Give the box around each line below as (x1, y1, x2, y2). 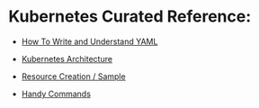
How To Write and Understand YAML (21, 36, 158, 47)
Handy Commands (21, 88, 92, 99)
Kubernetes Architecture (21, 53, 113, 64)
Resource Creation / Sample (21, 70, 127, 82)
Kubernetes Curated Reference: (8, 6, 252, 27)
